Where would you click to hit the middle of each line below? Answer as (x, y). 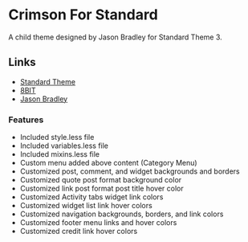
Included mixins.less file (60, 154)
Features (26, 120)
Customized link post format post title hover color (102, 189)
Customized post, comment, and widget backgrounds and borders (130, 171)
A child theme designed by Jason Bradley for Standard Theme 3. (115, 37)
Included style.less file (57, 137)
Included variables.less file (64, 146)
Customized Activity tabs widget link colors (91, 197)
